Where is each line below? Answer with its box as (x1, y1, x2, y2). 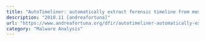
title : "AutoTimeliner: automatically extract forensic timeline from (6, 8, 190, 15)
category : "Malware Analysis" (6, 25, 84, 32)
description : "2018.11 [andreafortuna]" (6, 14, 111, 20)
